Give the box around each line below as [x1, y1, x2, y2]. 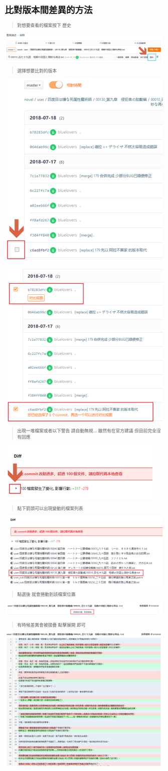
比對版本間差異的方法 [5, 5, 93, 16]
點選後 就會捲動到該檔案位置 [17, 591, 76, 597]
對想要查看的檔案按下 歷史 [17, 22, 71, 28]
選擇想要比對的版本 [17, 68, 57, 74]
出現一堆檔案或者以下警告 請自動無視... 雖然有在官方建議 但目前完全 [17, 427, 156, 434]
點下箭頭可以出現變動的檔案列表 [17, 505, 83, 511]
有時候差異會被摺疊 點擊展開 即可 [17, 622, 86, 628]
